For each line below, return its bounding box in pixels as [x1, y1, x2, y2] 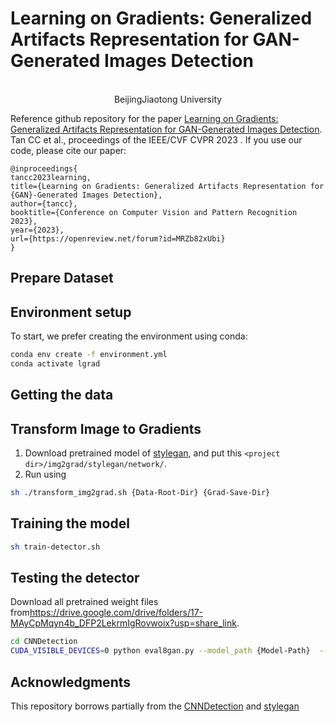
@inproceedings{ [10, 163, 78, 174]
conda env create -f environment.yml [10, 350, 168, 360]
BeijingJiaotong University [113, 93, 223, 105]
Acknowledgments [10, 673, 132, 691]
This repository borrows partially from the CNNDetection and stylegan [10, 700, 300, 712]
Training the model [10, 515, 130, 532]
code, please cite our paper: [10, 144, 127, 156]
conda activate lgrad [10, 359, 101, 369]
